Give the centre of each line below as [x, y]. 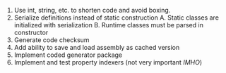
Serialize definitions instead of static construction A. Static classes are [116, 18]
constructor [31, 32]
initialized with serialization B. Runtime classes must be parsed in [108, 25]
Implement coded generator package [68, 55]
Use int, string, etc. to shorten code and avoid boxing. [92, 10]
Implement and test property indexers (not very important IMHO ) [108, 62]
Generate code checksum [52, 40]
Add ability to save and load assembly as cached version [97, 47]
